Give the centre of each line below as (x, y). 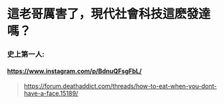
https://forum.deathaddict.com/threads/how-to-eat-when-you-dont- (120, 86)
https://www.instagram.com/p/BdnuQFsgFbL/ (74, 71)
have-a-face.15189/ (51, 94)
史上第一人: (26, 54)
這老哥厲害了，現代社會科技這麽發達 (109, 14)
